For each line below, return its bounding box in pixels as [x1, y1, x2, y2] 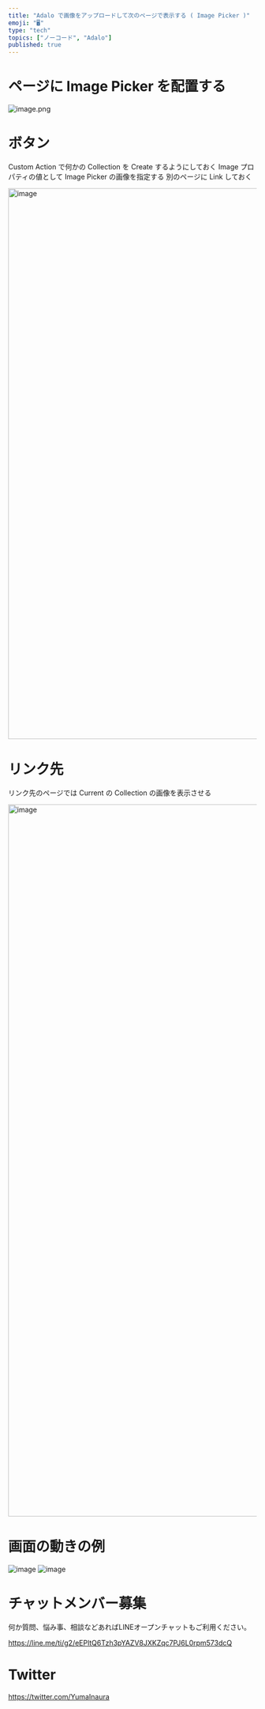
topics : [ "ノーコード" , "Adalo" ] [8, 33, 112, 42]
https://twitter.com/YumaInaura [8, 1692, 110, 1701]
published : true [8, 41, 62, 49]
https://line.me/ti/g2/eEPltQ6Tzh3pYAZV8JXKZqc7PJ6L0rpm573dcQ [8, 1638, 233, 1647]
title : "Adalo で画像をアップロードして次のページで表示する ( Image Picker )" [8, 11, 251, 20]
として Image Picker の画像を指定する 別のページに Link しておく [42, 172, 252, 181]
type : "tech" [8, 26, 51, 34]
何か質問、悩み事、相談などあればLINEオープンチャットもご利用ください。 [8, 1622, 251, 1631]
